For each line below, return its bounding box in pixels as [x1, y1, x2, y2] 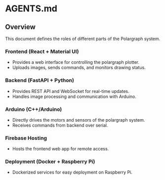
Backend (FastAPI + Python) [5, 77, 74, 84]
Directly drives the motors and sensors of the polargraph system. [12, 117, 145, 123]
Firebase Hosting [5, 135, 47, 141]
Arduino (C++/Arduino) [5, 106, 62, 113]
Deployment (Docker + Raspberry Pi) [5, 158, 95, 165]
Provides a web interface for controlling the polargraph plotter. [12, 59, 140, 65]
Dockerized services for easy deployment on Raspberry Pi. [12, 169, 132, 176]
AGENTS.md [5, 3, 58, 14]
